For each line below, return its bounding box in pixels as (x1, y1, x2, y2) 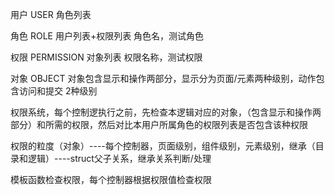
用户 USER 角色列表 (10, 9, 92, 20)
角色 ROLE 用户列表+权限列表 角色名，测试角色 (10, 30, 205, 42)
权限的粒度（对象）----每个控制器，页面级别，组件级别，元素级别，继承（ (10, 140, 316, 152)
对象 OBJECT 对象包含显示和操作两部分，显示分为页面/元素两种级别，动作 (10, 73, 317, 84)
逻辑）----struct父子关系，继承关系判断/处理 (27, 153, 212, 164)
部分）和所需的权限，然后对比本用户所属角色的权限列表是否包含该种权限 (10, 119, 308, 130)
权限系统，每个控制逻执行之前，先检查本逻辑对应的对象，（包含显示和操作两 (10, 106, 322, 118)
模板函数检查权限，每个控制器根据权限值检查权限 (10, 174, 212, 185)
